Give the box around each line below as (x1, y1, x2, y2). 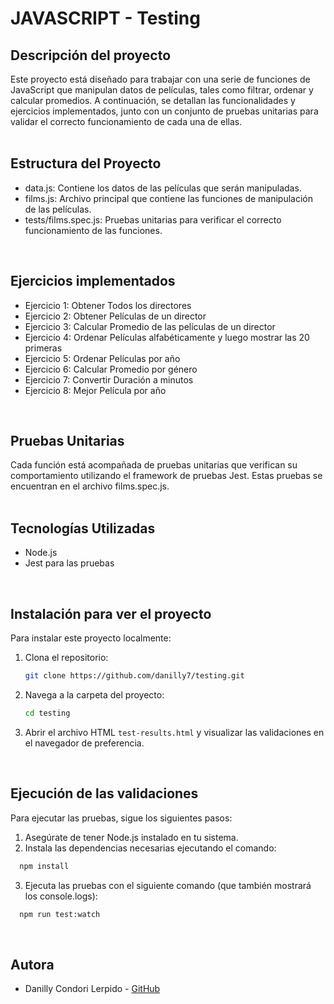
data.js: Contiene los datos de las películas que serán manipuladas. (24, 182, 302, 194)
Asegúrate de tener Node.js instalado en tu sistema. (24, 831, 239, 843)
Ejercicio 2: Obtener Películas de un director (24, 310, 207, 322)
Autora (10, 956, 55, 973)
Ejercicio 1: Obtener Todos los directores (24, 299, 192, 311)
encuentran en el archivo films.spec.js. (10, 480, 170, 492)
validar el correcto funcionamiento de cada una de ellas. (10, 116, 243, 127)
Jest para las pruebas (24, 557, 115, 569)
